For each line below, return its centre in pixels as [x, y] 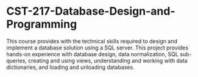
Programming [42, 24]
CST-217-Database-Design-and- [91, 11]
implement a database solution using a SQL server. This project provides [97, 48]
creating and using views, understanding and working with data [108, 61]
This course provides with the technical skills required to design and [92, 41]
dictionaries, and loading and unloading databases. [71, 67]
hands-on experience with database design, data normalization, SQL [92, 54]
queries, [17, 61]
